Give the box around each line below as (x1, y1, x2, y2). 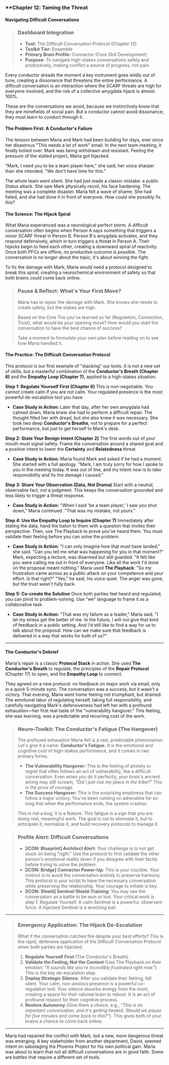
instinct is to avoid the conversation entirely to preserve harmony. (25, 872, 161, 878)
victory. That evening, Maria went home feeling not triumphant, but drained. (5, 691, 162, 698)
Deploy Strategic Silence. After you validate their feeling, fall (25, 975, 152, 981)
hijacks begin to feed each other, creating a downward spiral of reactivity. (5, 244, 158, 250)
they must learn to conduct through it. (5, 114, 84, 120)
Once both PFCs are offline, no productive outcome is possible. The (5, 249, 146, 255)
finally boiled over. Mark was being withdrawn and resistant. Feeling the (5, 148, 154, 154)
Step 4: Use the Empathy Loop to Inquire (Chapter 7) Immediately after (5, 517, 154, 523)
